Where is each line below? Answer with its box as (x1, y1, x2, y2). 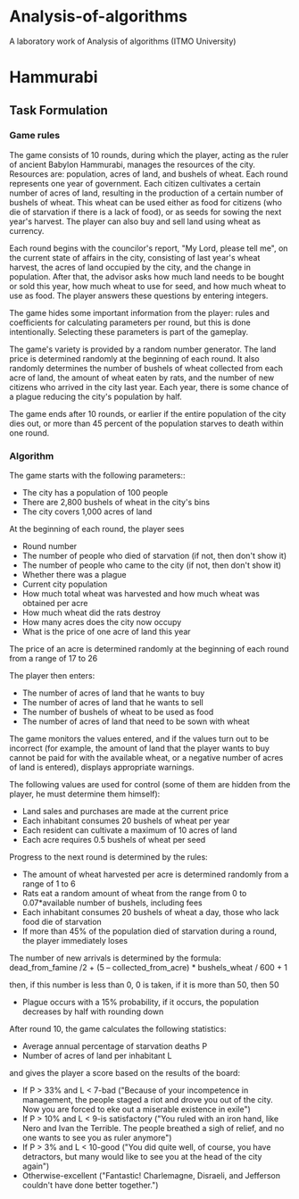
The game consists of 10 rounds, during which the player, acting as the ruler (9, 149, 289, 160)
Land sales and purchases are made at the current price (21, 806, 229, 817)
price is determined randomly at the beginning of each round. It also (9, 353, 261, 363)
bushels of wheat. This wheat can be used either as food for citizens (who (9, 196, 283, 207)
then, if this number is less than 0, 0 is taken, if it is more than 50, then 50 (9, 979, 279, 990)
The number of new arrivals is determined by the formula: (9, 953, 221, 963)
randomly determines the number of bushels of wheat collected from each (9, 362, 284, 373)
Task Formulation (9, 103, 109, 118)
